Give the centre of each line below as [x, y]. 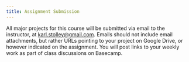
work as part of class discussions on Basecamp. [64, 53]
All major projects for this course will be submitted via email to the [85, 28]
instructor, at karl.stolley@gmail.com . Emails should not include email [89, 34]
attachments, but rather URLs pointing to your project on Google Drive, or [94, 40]
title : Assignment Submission [43, 11]
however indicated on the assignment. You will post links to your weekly [93, 47]
